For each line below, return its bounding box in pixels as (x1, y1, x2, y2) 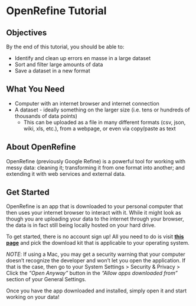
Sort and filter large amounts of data (14, 61, 103, 68)
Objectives (6, 28, 47, 38)
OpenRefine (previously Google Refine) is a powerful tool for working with (6, 157, 186, 164)
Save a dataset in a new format (14, 67, 90, 74)
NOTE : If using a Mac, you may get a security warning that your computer (6, 251, 185, 258)
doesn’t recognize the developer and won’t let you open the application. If (6, 257, 186, 264)
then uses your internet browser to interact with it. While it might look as (6, 209, 181, 216)
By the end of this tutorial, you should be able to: (6, 43, 125, 50)
